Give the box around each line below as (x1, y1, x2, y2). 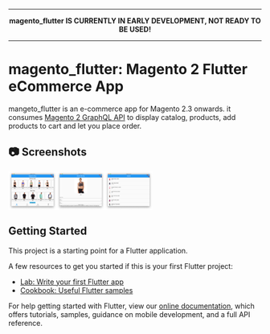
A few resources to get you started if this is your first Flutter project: (8, 261, 233, 270)
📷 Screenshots (8, 146, 87, 159)
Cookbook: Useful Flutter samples (19, 285, 133, 295)
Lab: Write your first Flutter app (19, 277, 125, 287)
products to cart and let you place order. (8, 121, 142, 130)
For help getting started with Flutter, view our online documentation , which (8, 301, 256, 311)
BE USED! (119, 25, 151, 34)
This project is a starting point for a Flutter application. (8, 245, 188, 255)
